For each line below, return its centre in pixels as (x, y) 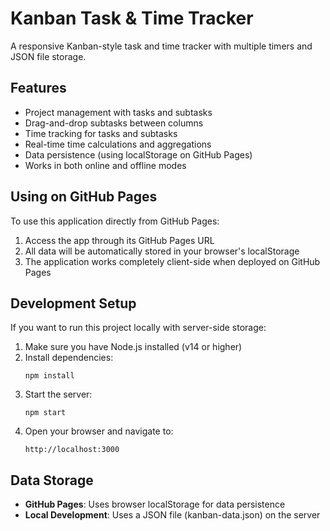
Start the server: (58, 394)
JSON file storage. (48, 56)
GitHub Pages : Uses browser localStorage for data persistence (155, 504)
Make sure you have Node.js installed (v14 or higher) (133, 347)
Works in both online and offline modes (105, 165)
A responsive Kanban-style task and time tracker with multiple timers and (161, 46)
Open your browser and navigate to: (99, 431)
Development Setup (73, 303)
